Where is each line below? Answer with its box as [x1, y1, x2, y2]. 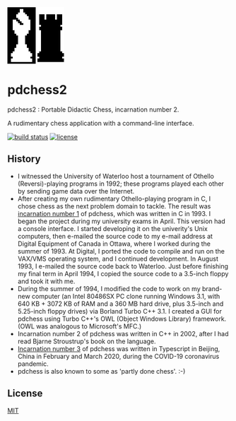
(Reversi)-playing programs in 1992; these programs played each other [17, 179, 225, 188]
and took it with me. [17, 277, 76, 285]
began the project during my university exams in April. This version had [17, 217, 226, 225]
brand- [201, 284, 223, 292]
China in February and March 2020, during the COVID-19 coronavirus [17, 352, 220, 360]
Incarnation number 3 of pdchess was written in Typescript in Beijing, [17, 344, 220, 352]
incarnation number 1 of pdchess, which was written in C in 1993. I [17, 209, 211, 218]
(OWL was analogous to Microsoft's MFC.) [17, 321, 142, 331]
